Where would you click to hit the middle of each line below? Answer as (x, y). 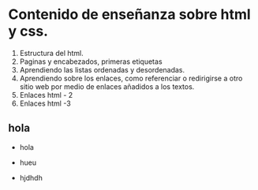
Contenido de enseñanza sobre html (129, 15)
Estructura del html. (52, 53)
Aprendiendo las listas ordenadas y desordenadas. (102, 69)
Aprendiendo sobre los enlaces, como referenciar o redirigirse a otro (131, 78)
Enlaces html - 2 (46, 95)
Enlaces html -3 (45, 103)
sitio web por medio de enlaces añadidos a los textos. (107, 86)
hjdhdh (31, 177)
